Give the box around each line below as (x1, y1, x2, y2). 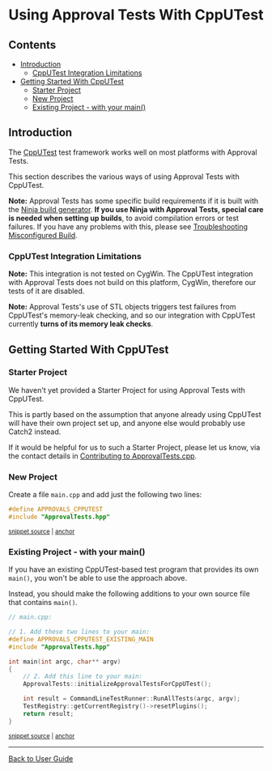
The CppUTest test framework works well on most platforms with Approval (8, 147, 257, 157)
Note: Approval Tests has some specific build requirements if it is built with (8, 196, 259, 206)
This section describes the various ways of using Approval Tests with (8, 172, 240, 181)
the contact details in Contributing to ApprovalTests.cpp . (8, 451, 197, 461)
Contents (8, 38, 57, 52)
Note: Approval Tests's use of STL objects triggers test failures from (8, 302, 236, 312)
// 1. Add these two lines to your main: (8, 628, 151, 637)
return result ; (23, 709, 74, 718)
